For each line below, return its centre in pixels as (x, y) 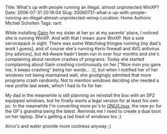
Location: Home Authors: (126, 18)
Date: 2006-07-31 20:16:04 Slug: (39, 12)
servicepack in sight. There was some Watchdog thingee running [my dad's (83, 43)
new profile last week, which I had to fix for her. (54, 86)
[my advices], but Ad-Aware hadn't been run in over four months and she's (82, 54)
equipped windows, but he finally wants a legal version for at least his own (82, 101)
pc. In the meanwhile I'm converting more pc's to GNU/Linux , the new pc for (83, 106)
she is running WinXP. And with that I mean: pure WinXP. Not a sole (74, 38)
